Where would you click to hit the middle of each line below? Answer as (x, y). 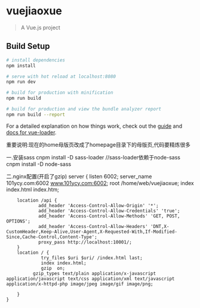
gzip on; (53, 268)
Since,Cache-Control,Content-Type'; (52, 237)
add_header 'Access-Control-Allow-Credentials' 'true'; (109, 211)
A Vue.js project (41, 27)
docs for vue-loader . (31, 132)
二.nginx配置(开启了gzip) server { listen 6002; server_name (79, 176)
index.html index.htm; (33, 189)
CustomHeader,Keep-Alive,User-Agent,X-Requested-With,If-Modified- (92, 232)
